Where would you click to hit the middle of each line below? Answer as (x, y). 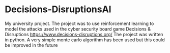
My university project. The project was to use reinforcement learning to (79, 23)
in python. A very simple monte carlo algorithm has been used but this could (85, 40)
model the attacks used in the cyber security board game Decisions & (78, 29)
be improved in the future (31, 45)
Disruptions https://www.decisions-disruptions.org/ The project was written (84, 34)
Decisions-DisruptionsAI (58, 9)
